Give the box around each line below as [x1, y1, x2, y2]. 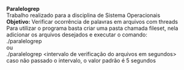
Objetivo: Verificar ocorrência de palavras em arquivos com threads [6, 18, 178, 25]
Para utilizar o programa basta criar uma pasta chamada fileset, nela [6, 24, 178, 32]
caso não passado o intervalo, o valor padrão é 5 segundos [6, 57, 156, 64]
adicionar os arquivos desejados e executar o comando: [6, 31, 148, 38]
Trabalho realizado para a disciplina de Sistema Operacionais [6, 12, 161, 19]
